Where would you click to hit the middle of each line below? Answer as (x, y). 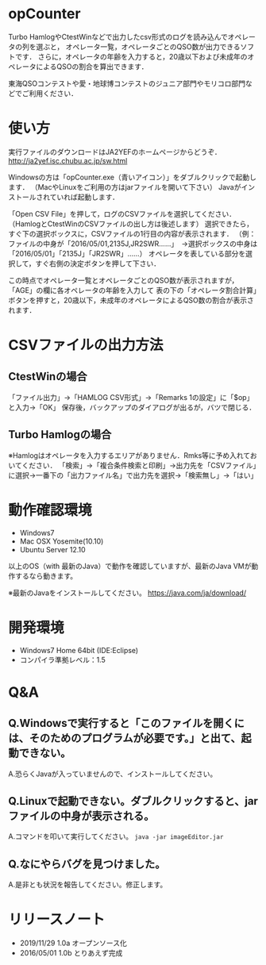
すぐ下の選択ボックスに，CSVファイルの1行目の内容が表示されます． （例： (132, 233)
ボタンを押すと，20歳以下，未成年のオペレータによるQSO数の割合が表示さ (131, 300)
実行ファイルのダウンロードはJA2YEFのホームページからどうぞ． (115, 152)
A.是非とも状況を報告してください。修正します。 (88, 885)
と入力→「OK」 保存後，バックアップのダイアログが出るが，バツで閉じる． (132, 407)
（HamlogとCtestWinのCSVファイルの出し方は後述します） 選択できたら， (131, 224)
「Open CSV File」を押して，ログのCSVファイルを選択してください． (122, 213)
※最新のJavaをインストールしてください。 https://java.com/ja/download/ (127, 593)
